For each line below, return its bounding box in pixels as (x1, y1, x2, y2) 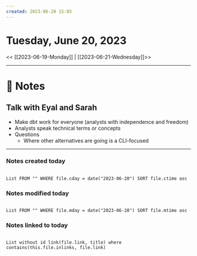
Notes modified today (6, 189, 69, 197)
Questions (14, 130, 40, 138)
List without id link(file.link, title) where (6, 240, 122, 245)
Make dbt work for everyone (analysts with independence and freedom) (14, 118, 189, 125)
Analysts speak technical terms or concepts (14, 124, 121, 132)
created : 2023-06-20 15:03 (6, 8, 72, 15)
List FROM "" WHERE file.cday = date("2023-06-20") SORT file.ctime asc (6, 176, 188, 181)
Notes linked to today (6, 221, 69, 230)
